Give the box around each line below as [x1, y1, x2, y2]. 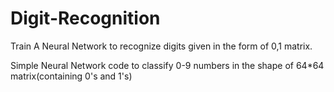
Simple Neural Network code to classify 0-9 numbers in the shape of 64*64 [10, 59, 325, 71]
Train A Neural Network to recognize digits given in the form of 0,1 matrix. [10, 40, 313, 52]
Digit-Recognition [10, 7, 161, 30]
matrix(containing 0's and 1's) [10, 70, 133, 82]
